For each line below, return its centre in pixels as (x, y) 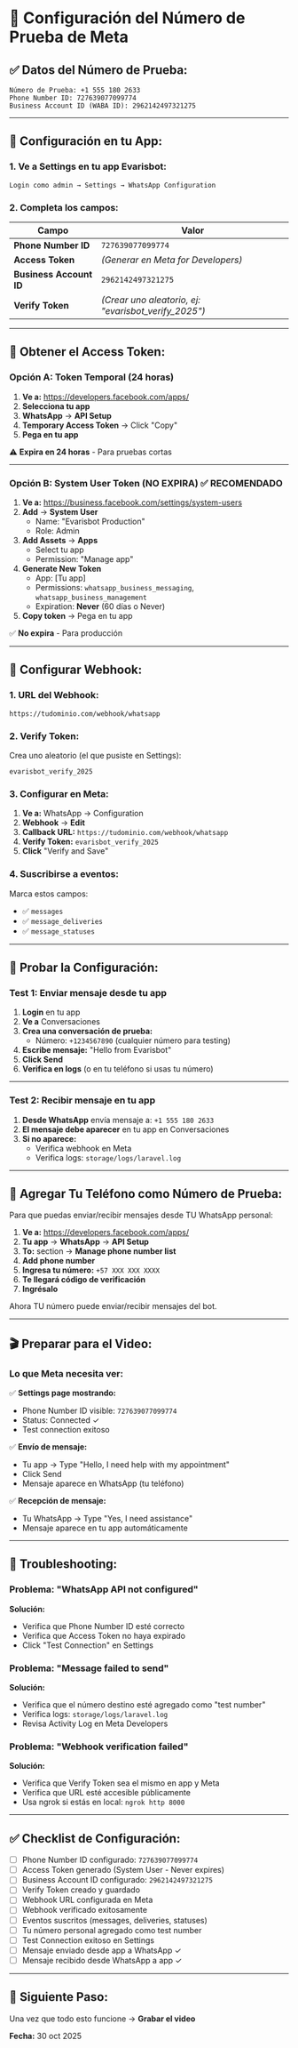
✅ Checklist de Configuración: (95, 1839)
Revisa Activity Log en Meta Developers (95, 1723)
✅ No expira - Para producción (66, 633)
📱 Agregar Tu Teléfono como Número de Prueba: (146, 1194)
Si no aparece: (49, 1138)
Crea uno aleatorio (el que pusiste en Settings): (95, 755)
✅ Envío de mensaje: (48, 1447)
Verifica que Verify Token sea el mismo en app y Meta (121, 1783)
